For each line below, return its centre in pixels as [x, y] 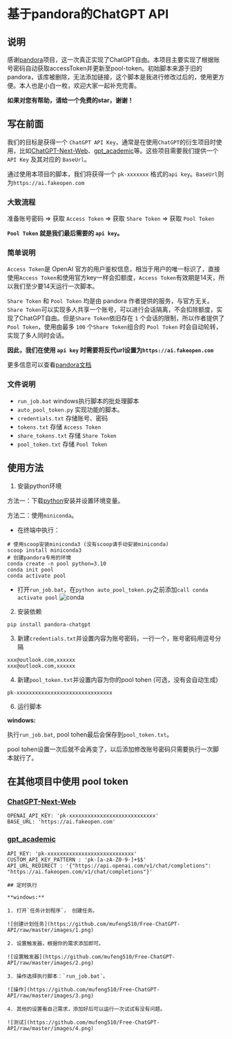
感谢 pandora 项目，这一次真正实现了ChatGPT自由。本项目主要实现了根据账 [114, 60]
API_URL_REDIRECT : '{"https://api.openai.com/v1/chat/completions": [109, 866]
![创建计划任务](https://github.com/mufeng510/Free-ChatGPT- [94, 924]
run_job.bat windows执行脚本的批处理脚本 [78, 400]
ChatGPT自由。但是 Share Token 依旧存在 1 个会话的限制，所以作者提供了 [122, 318]
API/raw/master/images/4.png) [51, 1028]
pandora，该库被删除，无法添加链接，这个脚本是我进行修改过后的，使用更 [113, 77]
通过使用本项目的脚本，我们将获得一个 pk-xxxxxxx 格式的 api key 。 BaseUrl [113, 174]
